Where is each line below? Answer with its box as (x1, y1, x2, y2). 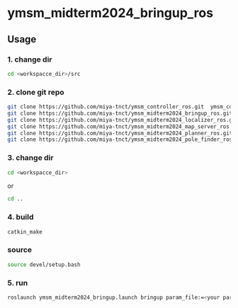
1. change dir (7, 55, 52, 64)
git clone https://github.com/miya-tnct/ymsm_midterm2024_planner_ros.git (7, 130, 233, 137)
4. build (7, 212, 34, 222)
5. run (7, 278, 28, 287)
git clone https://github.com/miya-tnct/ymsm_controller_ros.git (7, 103, 204, 110)
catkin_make (7, 228, 42, 235)
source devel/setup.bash (7, 261, 81, 268)
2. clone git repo (7, 87, 65, 97)
